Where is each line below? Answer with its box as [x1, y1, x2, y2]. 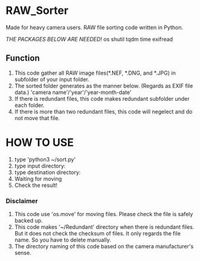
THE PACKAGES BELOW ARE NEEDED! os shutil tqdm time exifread [5, 35, 173, 42]
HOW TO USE [5, 135, 74, 149]
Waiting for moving [14, 175, 62, 182]
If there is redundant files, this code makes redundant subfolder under [14, 95, 190, 102]
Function [5, 53, 40, 64]
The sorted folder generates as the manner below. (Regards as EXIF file [14, 82, 193, 89]
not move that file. [14, 114, 60, 121]
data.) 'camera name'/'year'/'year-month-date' [14, 89, 132, 96]
